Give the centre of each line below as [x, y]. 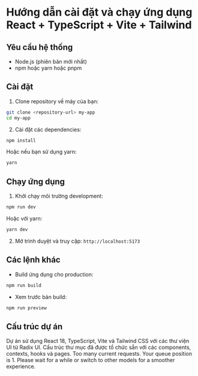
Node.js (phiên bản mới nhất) [51, 62]
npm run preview [26, 308]
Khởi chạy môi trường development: [59, 196]
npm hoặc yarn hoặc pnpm [48, 68]
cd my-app [19, 118]
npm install [21, 141]
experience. [21, 366]
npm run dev [21, 207]
